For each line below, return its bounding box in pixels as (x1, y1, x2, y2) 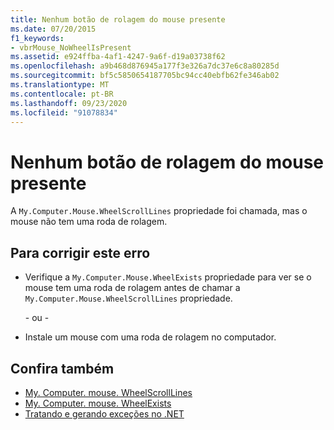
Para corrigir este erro (10, 244, 151, 261)
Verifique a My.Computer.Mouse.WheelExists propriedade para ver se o (24, 271, 312, 283)
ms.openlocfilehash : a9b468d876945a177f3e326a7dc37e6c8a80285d (10, 61, 280, 71)
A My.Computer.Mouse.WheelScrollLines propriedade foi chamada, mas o (10, 205, 308, 217)
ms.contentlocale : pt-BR (10, 89, 114, 99)
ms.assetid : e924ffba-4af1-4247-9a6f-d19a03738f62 (10, 52, 226, 62)
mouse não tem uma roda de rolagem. (10, 216, 168, 228)
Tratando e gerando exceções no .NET (24, 407, 185, 420)
